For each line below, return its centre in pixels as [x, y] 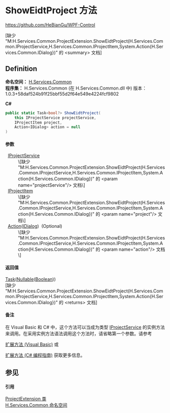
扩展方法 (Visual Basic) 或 [32, 344]
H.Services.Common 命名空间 [36, 405]
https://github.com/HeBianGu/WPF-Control [50, 25]
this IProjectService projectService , [55, 117]
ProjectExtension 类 [26, 399]
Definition [21, 69]
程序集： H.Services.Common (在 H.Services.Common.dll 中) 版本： [76, 88]
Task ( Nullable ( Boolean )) [30, 279]
